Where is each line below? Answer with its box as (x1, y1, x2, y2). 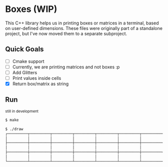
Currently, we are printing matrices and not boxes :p (12, 64, 120, 70)
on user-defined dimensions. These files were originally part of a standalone (5, 25, 162, 31)
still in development (5, 109, 39, 114)
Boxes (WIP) (5, 3, 57, 15)
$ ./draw (5, 126, 23, 132)
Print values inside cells (12, 75, 61, 81)
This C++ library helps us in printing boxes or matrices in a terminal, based (5, 20, 159, 26)
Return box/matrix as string (12, 81, 69, 87)
